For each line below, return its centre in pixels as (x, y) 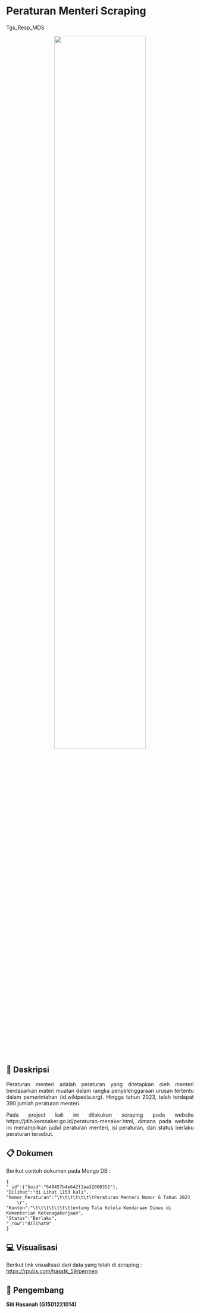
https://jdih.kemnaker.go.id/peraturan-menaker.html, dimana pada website (100, 1121)
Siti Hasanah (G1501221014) (41, 1305)
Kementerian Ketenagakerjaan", (45, 1213)
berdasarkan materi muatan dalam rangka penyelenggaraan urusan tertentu (100, 1090)
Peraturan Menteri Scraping (76, 11)
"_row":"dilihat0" (29, 1223)
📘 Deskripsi (28, 1070)
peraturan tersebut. (30, 1134)
